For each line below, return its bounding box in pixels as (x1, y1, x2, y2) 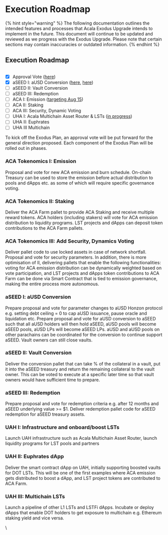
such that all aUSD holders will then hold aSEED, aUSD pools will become (5, 321, 156, 327)
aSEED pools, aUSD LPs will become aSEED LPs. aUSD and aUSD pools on (5, 326, 160, 332)
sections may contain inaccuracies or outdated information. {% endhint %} (5, 41, 159, 47)
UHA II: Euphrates (12, 119, 50, 125)
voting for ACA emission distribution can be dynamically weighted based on (5, 265, 162, 271)
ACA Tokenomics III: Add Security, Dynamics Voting (5, 237, 134, 244)
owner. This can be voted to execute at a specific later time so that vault (5, 371, 154, 377)
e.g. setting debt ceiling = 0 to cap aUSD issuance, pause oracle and (5, 310, 147, 316)
